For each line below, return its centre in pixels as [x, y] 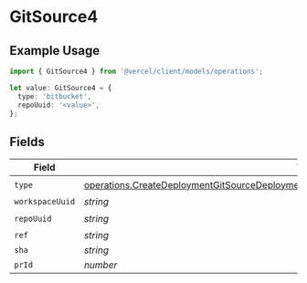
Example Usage [55, 51]
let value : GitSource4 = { [61, 88]
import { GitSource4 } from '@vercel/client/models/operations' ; [136, 71]
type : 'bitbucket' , [55, 96]
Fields [27, 142]
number [101, 265]
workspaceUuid [45, 202]
